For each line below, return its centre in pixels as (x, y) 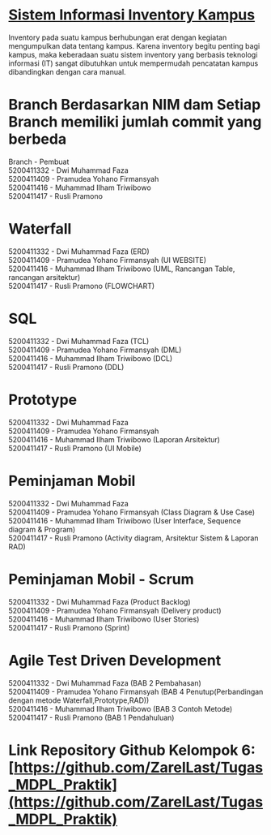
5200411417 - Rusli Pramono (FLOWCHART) (82, 286)
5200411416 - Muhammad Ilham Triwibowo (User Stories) (104, 619)
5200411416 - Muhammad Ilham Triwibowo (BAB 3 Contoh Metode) (121, 708)
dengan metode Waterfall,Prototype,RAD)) (79, 700)
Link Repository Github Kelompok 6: (132, 750)
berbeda (38, 139)
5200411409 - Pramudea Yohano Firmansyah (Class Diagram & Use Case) (132, 512)
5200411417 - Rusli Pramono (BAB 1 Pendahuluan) (91, 717)
